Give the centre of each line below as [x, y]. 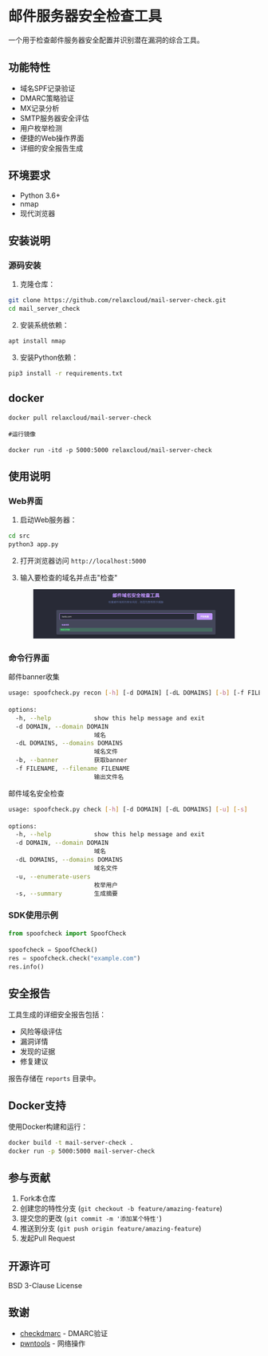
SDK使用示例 [33, 915]
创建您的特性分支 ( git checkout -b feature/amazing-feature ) [121, 1209]
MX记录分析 [39, 108]
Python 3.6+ [40, 195]
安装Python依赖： [49, 357]
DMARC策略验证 [47, 98]
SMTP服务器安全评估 [54, 118]
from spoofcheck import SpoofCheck [67, 933]
